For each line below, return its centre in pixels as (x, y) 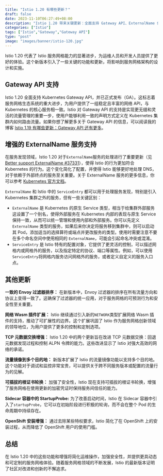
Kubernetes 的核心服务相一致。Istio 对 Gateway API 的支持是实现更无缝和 (78, 109)
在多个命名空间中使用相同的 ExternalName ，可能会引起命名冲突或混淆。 (83, 238)
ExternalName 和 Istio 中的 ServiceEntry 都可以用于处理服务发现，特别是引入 (81, 192)
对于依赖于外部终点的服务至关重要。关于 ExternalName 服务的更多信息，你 (80, 175)
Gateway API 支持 (32, 85)
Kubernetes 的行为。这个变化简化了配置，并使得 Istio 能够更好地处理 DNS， (81, 169)
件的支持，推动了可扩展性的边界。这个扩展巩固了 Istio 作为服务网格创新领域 (81, 321)
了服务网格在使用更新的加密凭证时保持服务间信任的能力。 (62, 388)
